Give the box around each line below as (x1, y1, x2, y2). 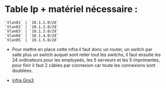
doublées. (12, 67, 33, 73)
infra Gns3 (12, 77, 34, 83)
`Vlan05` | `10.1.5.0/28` (5, 37, 59, 42)
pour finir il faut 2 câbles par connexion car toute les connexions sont (12, 62, 156, 68)
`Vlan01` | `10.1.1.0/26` (5, 20, 59, 25)
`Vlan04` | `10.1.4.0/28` (5, 33, 59, 38)
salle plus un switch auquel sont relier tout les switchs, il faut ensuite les (12, 51, 161, 57)
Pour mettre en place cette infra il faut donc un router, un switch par (12, 46, 152, 52)
